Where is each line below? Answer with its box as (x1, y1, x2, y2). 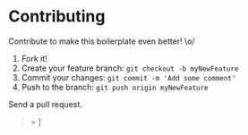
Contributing (8, 6, 106, 27)
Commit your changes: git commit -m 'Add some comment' (21, 72, 236, 82)
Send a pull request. (8, 98, 82, 109)
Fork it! (21, 53, 48, 63)
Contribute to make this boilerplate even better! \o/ (8, 36, 195, 46)
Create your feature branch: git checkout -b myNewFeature (21, 63, 239, 73)
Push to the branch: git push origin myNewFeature (21, 81, 210, 92)
